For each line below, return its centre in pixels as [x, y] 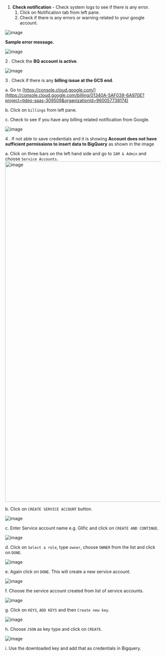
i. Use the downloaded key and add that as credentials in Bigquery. [73, 648]
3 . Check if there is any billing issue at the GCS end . [59, 80]
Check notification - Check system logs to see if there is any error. [81, 7]
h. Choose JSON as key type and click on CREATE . [54, 629]
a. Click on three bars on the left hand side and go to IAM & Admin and [76, 153]
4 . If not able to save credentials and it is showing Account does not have [81, 139]
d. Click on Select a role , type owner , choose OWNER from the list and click [80, 547]
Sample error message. [30, 42]
